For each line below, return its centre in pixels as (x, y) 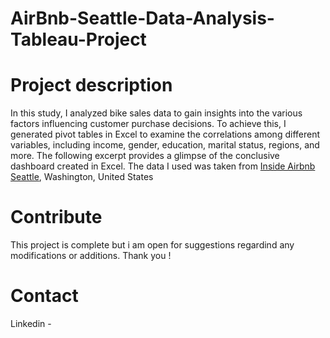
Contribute (56, 217)
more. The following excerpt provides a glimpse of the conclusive (145, 156)
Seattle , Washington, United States (82, 177)
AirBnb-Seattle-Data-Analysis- (142, 18)
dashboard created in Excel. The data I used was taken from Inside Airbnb (163, 166)
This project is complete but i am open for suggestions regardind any (152, 245)
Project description (91, 85)
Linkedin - (31, 323)
